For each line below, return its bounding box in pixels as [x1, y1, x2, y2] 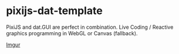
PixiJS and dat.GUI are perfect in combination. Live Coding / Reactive [6, 23, 174, 31]
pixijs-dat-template [6, 4, 103, 18]
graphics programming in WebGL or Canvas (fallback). [6, 29, 138, 36]
